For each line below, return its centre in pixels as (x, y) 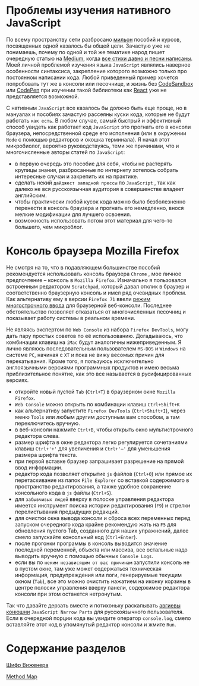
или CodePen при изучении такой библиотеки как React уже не (87, 90)
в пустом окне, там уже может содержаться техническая (88, 568)
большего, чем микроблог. (49, 227)
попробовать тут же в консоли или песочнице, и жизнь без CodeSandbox (100, 83)
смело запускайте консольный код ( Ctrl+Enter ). (76, 537)
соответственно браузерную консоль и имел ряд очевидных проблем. (97, 293)
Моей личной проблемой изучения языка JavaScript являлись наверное (99, 65)
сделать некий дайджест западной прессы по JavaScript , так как (95, 183)
